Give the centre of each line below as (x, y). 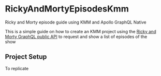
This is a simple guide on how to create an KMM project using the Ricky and (80, 31)
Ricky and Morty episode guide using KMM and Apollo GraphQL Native (76, 22)
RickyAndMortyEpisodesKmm (67, 9)
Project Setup (26, 57)
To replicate (17, 68)
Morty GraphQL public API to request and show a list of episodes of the (76, 37)
